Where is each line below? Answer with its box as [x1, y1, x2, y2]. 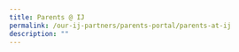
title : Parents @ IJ [9, 12, 86, 22]
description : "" [9, 29, 69, 38]
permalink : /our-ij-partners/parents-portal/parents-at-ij [9, 21, 232, 30]
